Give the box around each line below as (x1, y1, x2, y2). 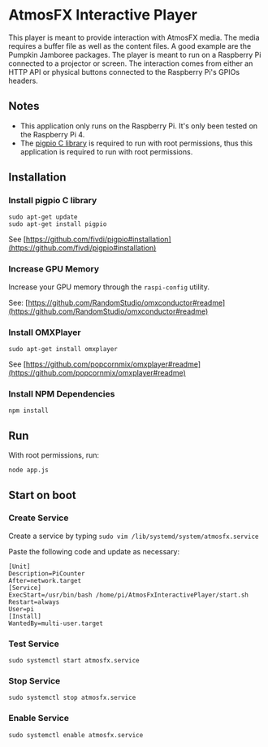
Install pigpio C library (8, 195, 97, 206)
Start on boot (8, 488, 76, 502)
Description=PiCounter (8, 569, 85, 578)
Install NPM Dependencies (8, 388, 115, 399)
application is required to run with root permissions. (19, 146, 193, 156)
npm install (8, 406, 49, 415)
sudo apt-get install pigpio (8, 220, 107, 228)
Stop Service (8, 675, 61, 687)
